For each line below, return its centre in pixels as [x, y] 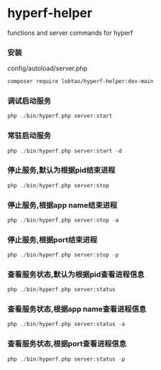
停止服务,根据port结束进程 [52, 239]
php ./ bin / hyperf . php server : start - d [65, 151]
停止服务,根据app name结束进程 [62, 205]
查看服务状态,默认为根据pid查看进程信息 [76, 274]
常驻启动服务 [29, 136]
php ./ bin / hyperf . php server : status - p [66, 359]
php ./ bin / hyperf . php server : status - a [66, 325]
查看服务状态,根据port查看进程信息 [67, 344]
